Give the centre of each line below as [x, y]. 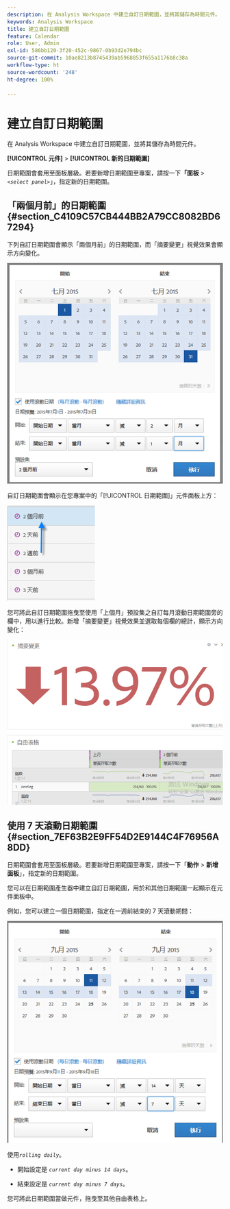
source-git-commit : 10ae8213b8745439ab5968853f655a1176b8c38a [98, 58]
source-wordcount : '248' [42, 72]
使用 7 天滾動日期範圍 [52, 826]
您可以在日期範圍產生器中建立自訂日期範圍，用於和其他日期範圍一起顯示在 [112, 888]
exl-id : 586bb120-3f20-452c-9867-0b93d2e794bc [75, 51]
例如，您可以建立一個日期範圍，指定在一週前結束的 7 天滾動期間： [100, 911]
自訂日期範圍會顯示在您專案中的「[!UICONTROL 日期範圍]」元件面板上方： [113, 495]
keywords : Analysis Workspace [50, 22]
